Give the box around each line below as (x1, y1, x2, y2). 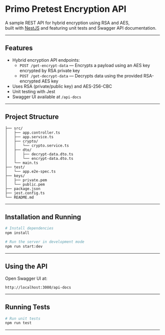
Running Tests (5, 303, 50, 311)
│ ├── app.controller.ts (5, 130, 60, 135)
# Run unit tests (5, 316, 41, 321)
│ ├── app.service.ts (5, 134, 54, 139)
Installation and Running (5, 213, 82, 221)
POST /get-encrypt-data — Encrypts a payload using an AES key (19, 62, 150, 68)
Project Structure (5, 112, 59, 121)
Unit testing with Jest (12, 88, 55, 94)
